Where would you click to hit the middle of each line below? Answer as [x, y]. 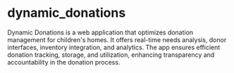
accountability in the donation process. [64, 62]
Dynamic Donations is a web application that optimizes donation [100, 32]
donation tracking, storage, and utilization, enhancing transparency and [111, 55]
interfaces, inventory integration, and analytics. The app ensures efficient [114, 47]
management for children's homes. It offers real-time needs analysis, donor [117, 39]
